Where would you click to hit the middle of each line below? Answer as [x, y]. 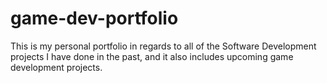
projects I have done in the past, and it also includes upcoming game [152, 56]
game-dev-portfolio [94, 18]
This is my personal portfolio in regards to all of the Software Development [163, 46]
